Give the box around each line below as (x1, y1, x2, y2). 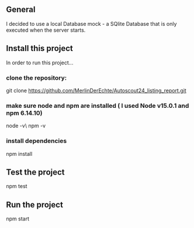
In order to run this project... (6, 59, 74, 66)
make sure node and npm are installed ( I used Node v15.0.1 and (6, 101, 189, 110)
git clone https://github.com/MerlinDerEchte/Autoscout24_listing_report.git (6, 87, 187, 94)
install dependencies (6, 137, 67, 145)
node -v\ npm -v (6, 122, 46, 130)
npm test (6, 183, 27, 190)
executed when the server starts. (6, 26, 86, 33)
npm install (6, 150, 33, 157)
